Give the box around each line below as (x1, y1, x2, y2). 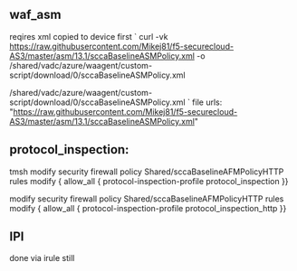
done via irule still (9, 253, 75, 264)
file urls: (191, 97, 223, 107)
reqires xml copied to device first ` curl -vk (9, 31, 168, 42)
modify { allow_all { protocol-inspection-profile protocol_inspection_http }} (9, 202, 287, 213)
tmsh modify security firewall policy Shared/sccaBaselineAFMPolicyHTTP (9, 166, 284, 177)
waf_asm (9, 7, 62, 23)
